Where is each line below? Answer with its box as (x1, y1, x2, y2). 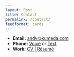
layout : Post (5, 7, 33, 13)
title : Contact (5, 12, 37, 17)
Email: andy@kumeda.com (12, 35, 69, 41)
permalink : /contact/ (5, 17, 51, 22)
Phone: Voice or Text (12, 41, 57, 47)
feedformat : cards (5, 21, 44, 27)
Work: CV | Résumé (12, 46, 54, 52)
